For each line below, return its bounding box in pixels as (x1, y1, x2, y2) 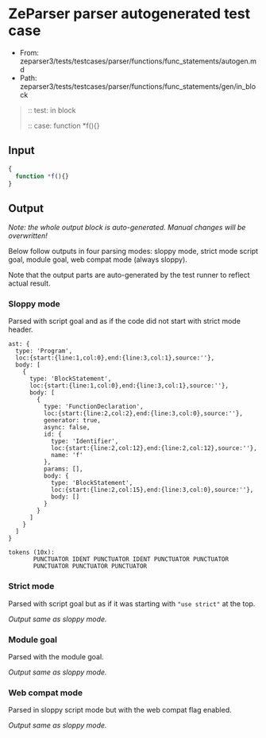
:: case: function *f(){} (27, 121, 100, 130)
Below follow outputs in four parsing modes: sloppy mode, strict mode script (8, 247, 259, 256)
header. (8, 325, 33, 334)
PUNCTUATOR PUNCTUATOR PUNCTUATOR (33, 563, 148, 571)
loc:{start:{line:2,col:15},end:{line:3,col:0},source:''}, (50, 486, 254, 494)
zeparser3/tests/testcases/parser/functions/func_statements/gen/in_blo (19, 81, 256, 91)
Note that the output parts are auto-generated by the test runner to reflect (8, 271, 250, 280)
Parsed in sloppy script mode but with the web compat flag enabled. (8, 705, 232, 715)
